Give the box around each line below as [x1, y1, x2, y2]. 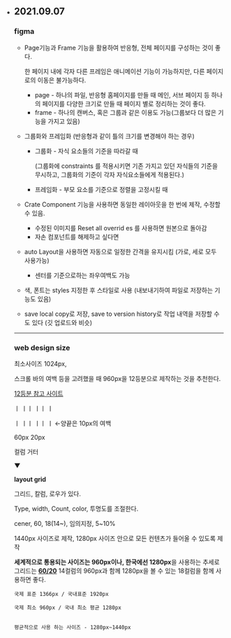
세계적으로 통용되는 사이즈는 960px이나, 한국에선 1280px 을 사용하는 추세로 [13, 557, 220, 566]
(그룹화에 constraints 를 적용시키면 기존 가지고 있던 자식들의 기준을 [34, 161, 218, 170]
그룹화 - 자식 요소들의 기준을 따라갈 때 [34, 146, 138, 155]
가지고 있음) [47, 117, 80, 125]
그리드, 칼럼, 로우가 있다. [13, 490, 82, 498]
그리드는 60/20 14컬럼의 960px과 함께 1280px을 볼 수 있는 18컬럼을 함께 [13, 567, 214, 575]
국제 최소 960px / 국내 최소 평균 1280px [13, 604, 122, 611]
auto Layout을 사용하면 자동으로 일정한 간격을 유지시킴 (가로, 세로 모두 [24, 247, 217, 256]
